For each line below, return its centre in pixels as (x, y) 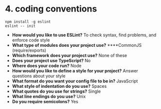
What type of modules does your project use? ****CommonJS (77, 45)
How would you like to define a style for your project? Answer (75, 70)
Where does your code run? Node (47, 66)
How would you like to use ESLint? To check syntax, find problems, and (84, 35)
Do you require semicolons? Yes (45, 101)
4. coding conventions (51, 9)
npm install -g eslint (28, 22)
